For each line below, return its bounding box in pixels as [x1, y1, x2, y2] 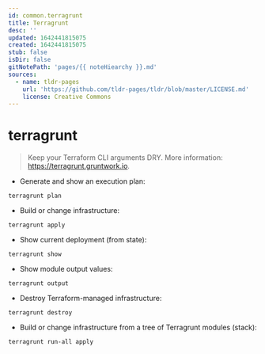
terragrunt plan [8, 192, 62, 200]
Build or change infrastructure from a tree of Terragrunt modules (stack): [19, 322, 257, 333]
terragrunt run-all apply [8, 338, 93, 346]
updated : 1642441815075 [8, 33, 87, 42]
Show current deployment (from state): [19, 235, 147, 245]
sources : [8, 70, 37, 78]
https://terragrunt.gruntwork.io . [27, 162, 131, 171]
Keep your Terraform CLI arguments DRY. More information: [27, 153, 223, 162]
